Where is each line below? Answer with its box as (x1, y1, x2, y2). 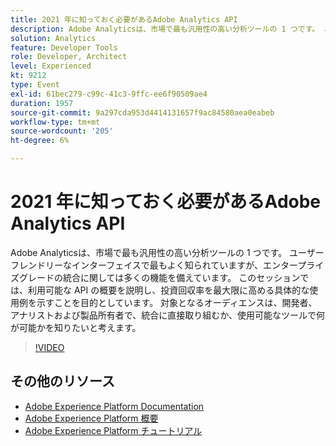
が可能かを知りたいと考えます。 (10, 321, 142, 333)
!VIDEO (34, 341, 65, 353)
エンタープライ (263, 259, 325, 271)
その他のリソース (10, 373, 115, 390)
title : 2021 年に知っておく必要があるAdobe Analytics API (10, 14, 238, 25)
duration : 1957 (10, 98, 74, 108)
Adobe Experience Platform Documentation (24, 400, 205, 412)
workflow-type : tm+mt (10, 117, 101, 127)
